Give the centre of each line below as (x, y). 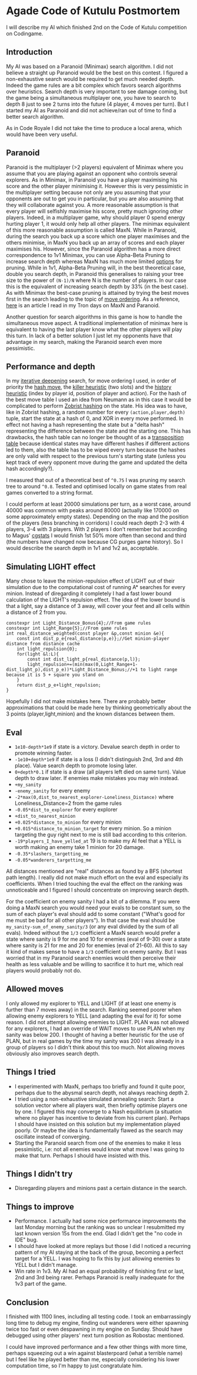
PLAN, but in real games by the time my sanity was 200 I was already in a (95, 1041)
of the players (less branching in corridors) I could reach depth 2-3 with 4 (96, 523)
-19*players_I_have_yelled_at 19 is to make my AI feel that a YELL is (98, 841)
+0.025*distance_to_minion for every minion (68, 822)
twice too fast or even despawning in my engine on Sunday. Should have (94, 1329)
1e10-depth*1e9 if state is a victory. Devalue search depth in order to (97, 747)
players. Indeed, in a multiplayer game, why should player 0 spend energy (96, 217)
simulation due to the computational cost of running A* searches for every (96, 587)
